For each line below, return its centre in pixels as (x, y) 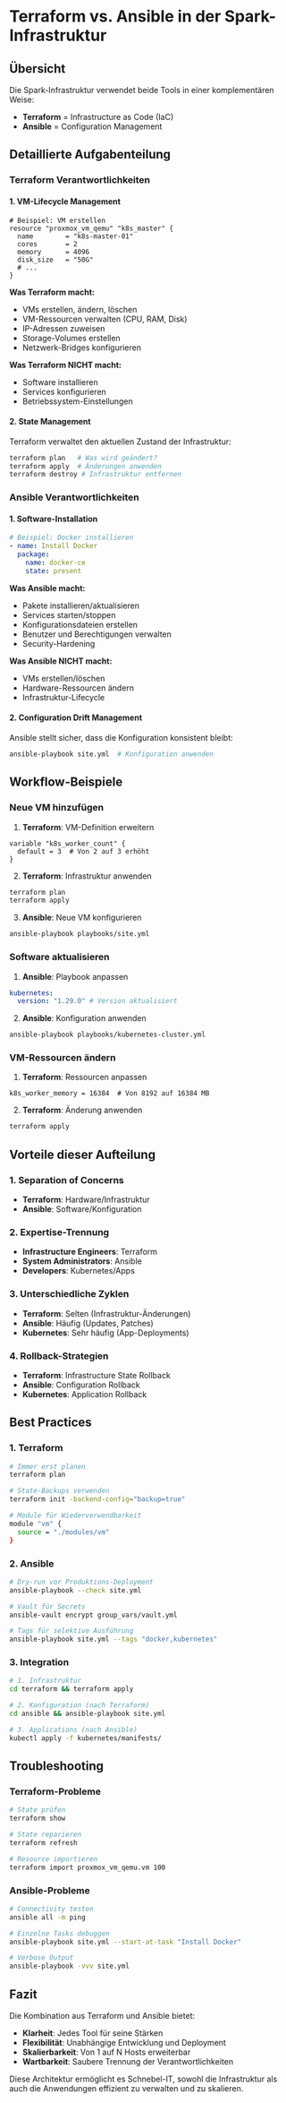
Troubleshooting (57, 1766)
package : (34, 554)
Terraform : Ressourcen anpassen (84, 1077)
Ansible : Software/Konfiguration (82, 1209)
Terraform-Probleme (55, 1791)
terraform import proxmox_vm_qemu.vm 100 (88, 1867)
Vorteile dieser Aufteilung (83, 1154)
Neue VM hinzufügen (57, 808)
